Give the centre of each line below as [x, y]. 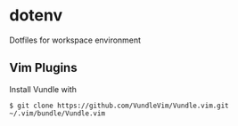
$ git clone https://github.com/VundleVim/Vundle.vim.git [119, 106]
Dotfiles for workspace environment [75, 40]
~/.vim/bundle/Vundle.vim [57, 113]
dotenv [36, 16]
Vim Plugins [43, 68]
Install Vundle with [43, 89]
